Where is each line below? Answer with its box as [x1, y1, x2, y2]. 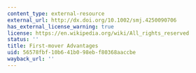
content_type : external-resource [7, 10, 105, 17]
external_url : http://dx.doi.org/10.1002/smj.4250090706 [7, 17, 177, 24]
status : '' [7, 36, 39, 43]
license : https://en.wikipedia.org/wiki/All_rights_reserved [7, 29, 190, 37]
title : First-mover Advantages [7, 42, 99, 49]
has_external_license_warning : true [7, 23, 114, 30]
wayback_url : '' [7, 56, 55, 63]
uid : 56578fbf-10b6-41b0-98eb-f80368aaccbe [7, 49, 136, 56]
